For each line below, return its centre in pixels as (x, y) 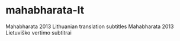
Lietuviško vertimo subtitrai (38, 32)
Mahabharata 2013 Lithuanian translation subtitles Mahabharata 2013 (90, 26)
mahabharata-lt (45, 10)
